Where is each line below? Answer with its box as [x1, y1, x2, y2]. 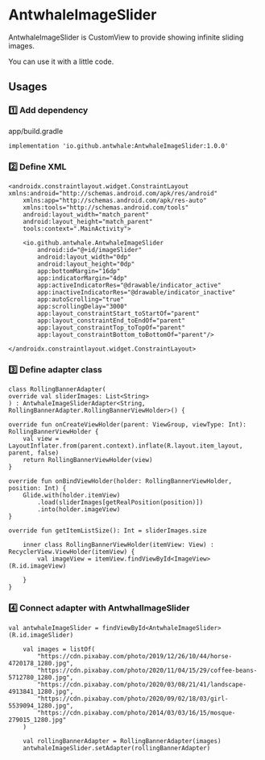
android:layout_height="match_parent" [23, 217, 153, 225]
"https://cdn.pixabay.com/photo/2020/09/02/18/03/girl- [37, 695, 229, 703]
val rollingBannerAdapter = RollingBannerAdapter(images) [23, 737, 222, 745]
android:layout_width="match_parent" [23, 210, 150, 219]
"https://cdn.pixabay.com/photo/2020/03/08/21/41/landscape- [37, 680, 247, 688]
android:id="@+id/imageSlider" [37, 246, 143, 254]
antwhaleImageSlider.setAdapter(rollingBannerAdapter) [23, 744, 211, 752]
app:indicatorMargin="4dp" [37, 274, 128, 282]
